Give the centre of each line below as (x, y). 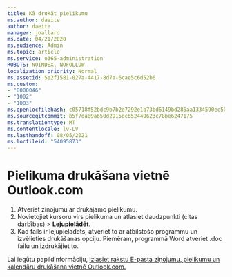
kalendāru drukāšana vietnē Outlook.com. (67, 267)
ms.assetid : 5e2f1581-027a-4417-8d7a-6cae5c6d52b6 (81, 78)
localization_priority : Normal (52, 71)
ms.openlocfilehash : (37, 110)
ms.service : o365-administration (55, 59)
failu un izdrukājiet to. (48, 246)
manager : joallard (33, 33)
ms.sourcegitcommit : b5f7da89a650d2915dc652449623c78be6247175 (100, 116)
